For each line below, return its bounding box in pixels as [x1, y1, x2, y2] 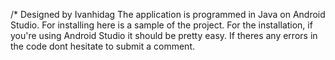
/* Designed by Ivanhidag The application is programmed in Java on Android [10, 9, 326, 20]
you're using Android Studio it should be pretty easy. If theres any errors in [10, 30, 318, 41]
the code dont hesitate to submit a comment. [10, 40, 196, 52]
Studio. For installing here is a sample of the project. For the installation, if [10, 19, 313, 31]
